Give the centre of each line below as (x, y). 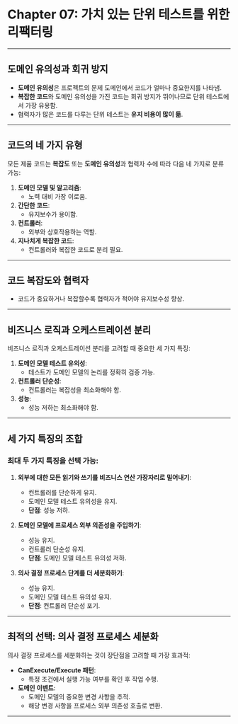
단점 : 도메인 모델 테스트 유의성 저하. (77, 558)
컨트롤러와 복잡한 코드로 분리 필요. (75, 249)
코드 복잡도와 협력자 (48, 280)
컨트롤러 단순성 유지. (57, 548)
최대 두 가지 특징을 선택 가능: (53, 461)
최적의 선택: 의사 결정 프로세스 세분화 (83, 637)
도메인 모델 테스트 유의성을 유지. (73, 501)
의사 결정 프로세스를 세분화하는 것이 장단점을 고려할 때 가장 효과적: (99, 655)
